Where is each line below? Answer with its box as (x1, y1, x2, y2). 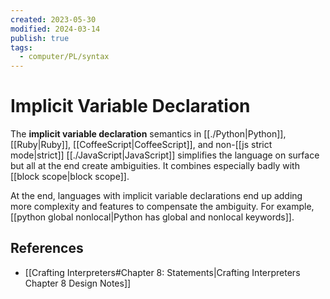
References (10, 240, 84, 257)
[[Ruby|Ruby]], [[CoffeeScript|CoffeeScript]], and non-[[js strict (10, 139, 273, 151)
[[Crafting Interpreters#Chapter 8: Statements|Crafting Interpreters (24, 266, 301, 278)
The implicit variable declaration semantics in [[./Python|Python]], (10, 128, 287, 140)
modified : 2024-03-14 (10, 24, 101, 34)
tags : (10, 42, 33, 53)
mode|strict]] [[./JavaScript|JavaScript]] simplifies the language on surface (10, 149, 320, 161)
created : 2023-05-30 (10, 14, 97, 25)
